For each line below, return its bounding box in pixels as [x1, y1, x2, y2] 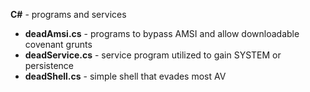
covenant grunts [24, 39, 93, 50]
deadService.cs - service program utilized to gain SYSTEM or [24, 49, 282, 61]
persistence [24, 60, 75, 71]
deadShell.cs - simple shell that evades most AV [24, 70, 227, 82]
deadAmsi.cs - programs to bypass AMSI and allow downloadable [24, 28, 300, 39]
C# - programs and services [10, 9, 127, 20]
